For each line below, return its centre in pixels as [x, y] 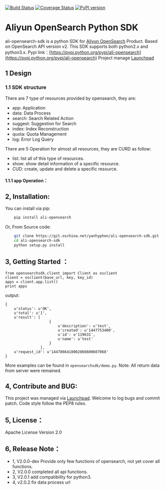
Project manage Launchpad [126, 58]
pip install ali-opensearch [42, 218]
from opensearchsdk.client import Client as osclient [61, 273]
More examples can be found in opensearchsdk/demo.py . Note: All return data [82, 366]
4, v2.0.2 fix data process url [41, 482]
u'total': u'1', [31, 313]
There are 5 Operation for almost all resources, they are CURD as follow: [78, 149]
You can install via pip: [28, 208]
